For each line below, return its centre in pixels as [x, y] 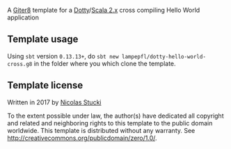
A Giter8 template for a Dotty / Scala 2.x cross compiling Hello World [104, 10]
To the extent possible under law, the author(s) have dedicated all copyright [115, 116]
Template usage [43, 39]
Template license [45, 85]
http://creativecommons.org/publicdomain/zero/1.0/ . [82, 138]
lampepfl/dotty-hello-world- [164, 56]
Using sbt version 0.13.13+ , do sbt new [63, 56]
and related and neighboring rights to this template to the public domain [110, 123]
